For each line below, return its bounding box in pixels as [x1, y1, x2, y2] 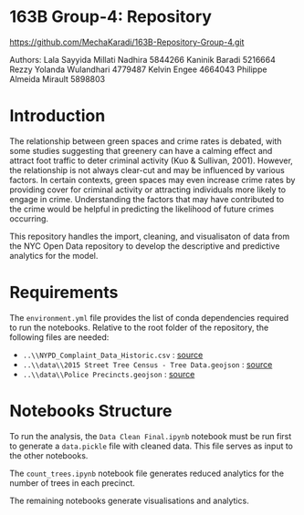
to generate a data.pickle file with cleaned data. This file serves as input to [9, 440, 294, 451]
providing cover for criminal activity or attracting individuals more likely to [9, 184, 286, 195]
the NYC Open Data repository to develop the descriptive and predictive [9, 240, 280, 252]
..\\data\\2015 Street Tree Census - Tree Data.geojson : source [22, 358, 273, 370]
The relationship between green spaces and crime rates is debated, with [9, 135, 282, 147]
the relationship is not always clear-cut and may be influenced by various [9, 164, 285, 175]
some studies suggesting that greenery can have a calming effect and [9, 145, 273, 156]
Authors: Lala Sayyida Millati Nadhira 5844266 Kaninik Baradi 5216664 [9, 54, 277, 65]
